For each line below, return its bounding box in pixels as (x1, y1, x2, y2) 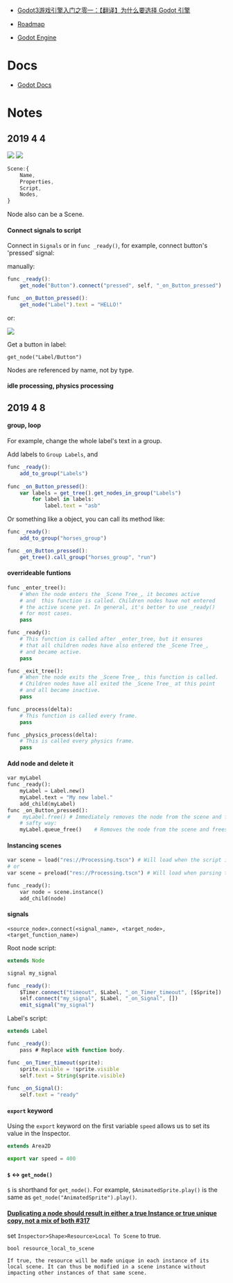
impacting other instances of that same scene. (7, 1270, 148, 1277)
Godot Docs (17, 81, 52, 89)
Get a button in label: (7, 340, 67, 349)
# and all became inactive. (19, 687, 101, 694)
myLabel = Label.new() (19, 788, 85, 795)
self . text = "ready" (19, 1091, 79, 1099)
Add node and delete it (7, 759, 74, 768)
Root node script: (7, 943, 57, 952)
